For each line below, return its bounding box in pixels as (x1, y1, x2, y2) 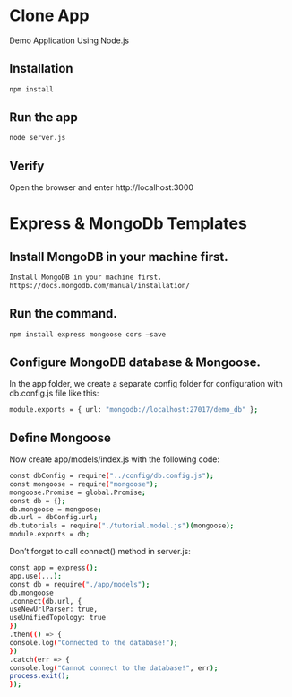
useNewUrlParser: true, (9, 605, 99, 614)
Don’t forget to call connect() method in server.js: (9, 546, 191, 557)
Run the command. (9, 306, 118, 321)
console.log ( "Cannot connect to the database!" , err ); (9, 663, 219, 673)
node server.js (9, 134, 66, 143)
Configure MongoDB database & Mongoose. (9, 354, 262, 370)
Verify (9, 158, 45, 173)
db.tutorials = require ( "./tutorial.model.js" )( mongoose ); (9, 521, 235, 530)
